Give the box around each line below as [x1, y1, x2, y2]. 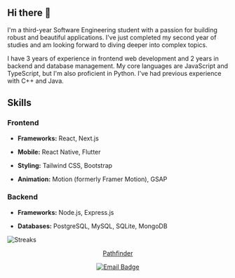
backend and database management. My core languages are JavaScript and [7, 61, 229, 70]
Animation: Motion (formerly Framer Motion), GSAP [17, 175, 168, 183]
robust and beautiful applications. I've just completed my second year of [7, 33, 217, 41]
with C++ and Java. [7, 77, 65, 85]
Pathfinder [102, 249, 133, 257]
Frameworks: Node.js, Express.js [17, 208, 114, 216]
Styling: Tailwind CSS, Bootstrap [17, 161, 113, 169]
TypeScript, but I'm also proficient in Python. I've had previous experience [7, 69, 222, 77]
